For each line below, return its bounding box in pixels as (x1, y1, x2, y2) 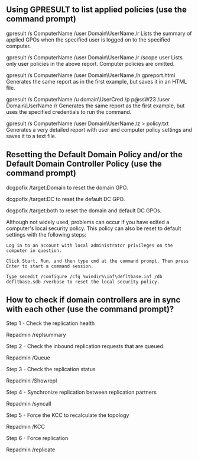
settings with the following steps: (6, 231, 87, 238)
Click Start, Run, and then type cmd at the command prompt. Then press (6, 258, 189, 264)
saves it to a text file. (6, 132, 57, 139)
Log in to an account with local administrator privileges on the (6, 243, 173, 248)
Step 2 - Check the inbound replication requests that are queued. (6, 343, 165, 350)
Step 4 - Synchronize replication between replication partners (6, 388, 157, 396)
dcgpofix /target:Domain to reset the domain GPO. (6, 184, 128, 191)
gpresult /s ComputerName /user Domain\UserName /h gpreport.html (6, 71, 176, 79)
